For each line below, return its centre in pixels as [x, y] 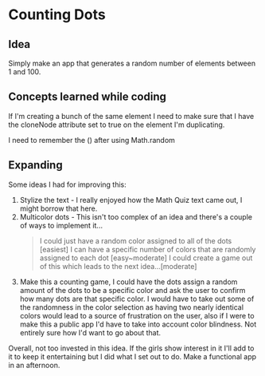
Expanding [35, 165]
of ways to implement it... [61, 225]
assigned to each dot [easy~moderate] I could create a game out [146, 258]
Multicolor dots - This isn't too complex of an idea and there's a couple [136, 216]
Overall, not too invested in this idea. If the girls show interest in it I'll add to [131, 348]
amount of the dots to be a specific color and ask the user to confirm [132, 290]
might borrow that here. [58, 208]
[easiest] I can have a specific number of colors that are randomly [148, 249]
